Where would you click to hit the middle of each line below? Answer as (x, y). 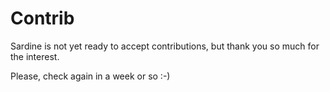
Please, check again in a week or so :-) (90, 76)
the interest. (35, 56)
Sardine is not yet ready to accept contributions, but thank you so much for (165, 46)
